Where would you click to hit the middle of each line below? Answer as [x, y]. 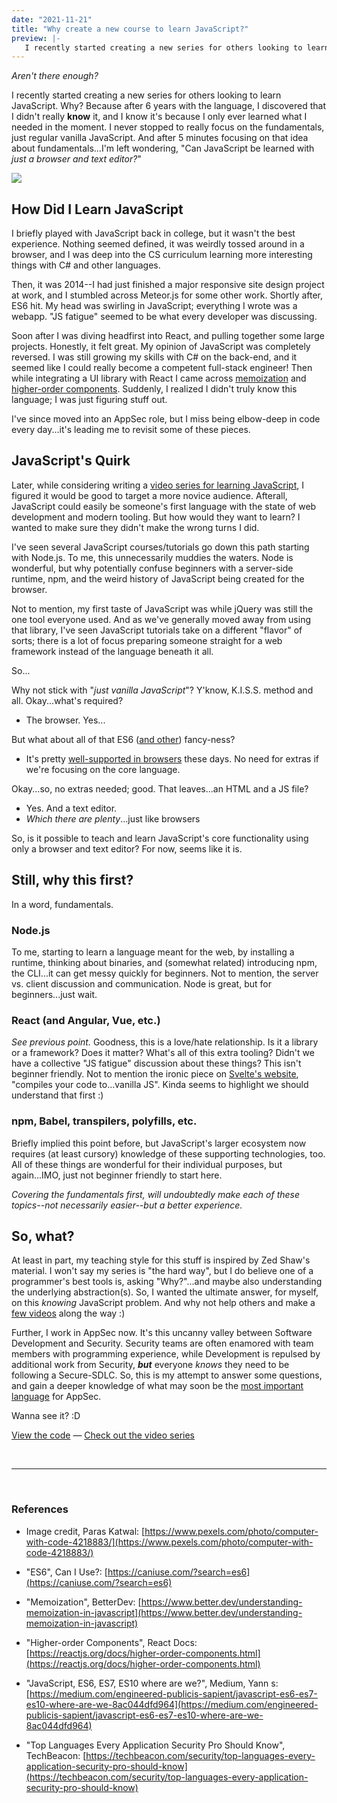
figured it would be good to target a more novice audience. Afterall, [149, 495]
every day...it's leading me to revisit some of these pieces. [131, 430]
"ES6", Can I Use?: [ [66, 1572]
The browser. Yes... [65, 720]
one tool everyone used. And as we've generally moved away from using [161, 619]
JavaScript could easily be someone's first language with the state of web [164, 506]
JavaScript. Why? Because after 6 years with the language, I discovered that [168, 106]
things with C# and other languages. [86, 265]
